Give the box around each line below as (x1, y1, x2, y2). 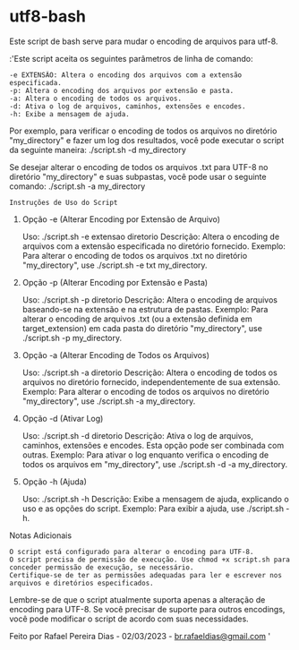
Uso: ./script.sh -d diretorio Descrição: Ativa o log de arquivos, (21, 430, 253, 440)
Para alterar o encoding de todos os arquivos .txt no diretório (21, 250, 248, 261)
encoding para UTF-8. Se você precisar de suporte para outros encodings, (9, 603, 286, 614)
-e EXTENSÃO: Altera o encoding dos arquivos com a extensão (9, 70, 243, 80)
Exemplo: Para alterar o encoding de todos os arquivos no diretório (21, 386, 270, 397)
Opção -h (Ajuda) (21, 476, 88, 487)
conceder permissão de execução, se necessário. (9, 562, 194, 572)
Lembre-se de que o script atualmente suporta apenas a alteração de (9, 594, 266, 605)
